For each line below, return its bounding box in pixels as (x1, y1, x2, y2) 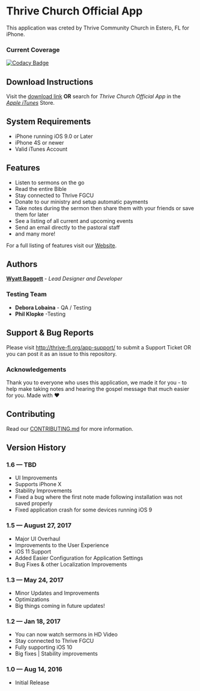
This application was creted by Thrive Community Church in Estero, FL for (6, 24, 190, 31)
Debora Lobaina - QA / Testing (14, 304, 92, 311)
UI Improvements (14, 474, 58, 481)
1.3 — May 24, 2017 (6, 575, 64, 584)
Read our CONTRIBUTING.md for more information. (6, 425, 134, 432)
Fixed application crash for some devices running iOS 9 (14, 506, 153, 513)
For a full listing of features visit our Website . (6, 242, 117, 249)
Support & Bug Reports (6, 328, 94, 338)
